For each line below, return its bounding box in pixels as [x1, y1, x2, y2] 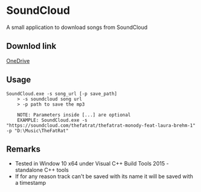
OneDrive [6, 57, 30, 64]
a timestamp [14, 179, 46, 187]
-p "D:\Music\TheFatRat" [6, 127, 69, 133]
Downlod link [6, 41, 57, 51]
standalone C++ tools [14, 167, 69, 174]
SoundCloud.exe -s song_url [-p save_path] [6, 91, 118, 97]
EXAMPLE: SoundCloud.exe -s [17, 117, 88, 123]
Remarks [6, 144, 41, 154]
